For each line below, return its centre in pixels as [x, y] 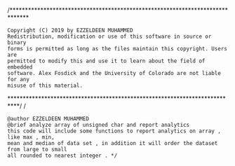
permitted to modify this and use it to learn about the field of [106, 61]
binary [17, 43]
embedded [20, 67]
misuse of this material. [45, 85]
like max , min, [31, 137]
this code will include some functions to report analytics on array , [114, 131]
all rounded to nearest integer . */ [62, 155]
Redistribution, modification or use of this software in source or [109, 36]
